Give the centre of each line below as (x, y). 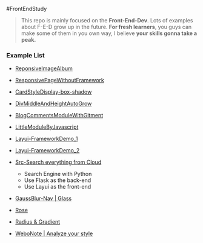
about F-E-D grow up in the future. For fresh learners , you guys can (106, 27)
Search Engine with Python (58, 174)
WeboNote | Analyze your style (54, 234)
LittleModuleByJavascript (47, 127)
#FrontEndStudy (27, 9)
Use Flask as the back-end (58, 180)
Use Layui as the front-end (58, 187)
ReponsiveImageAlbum (44, 68)
